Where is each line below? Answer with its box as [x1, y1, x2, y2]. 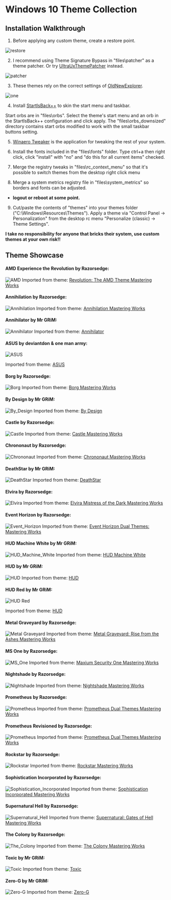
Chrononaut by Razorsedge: [5, 442, 66, 448]
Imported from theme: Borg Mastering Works [21, 384, 116, 391]
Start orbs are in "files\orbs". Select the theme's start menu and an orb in [5, 113, 159, 118]
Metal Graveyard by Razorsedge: [5, 619, 77, 626]
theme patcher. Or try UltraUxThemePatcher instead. [12, 63, 124, 69]
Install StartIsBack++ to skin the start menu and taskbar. [12, 102, 131, 109]
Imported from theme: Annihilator [34, 329, 105, 334]
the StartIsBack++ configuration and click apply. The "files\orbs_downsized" [5, 118, 166, 124]
